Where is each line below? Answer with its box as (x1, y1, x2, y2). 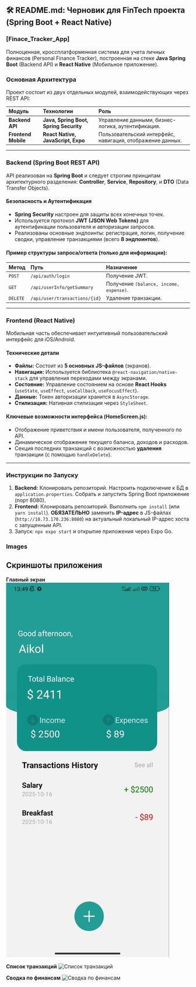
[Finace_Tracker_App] (6, 35, 70, 43)
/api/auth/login (30, 273, 70, 279)
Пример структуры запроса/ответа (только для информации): (6, 249, 167, 256)
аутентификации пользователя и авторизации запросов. (14, 223, 156, 230)
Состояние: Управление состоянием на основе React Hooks (14, 381, 167, 388)
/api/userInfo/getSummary (30, 284, 93, 290)
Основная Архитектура (6, 75, 77, 84)
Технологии (43, 108, 73, 115)
